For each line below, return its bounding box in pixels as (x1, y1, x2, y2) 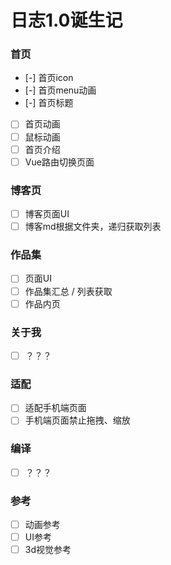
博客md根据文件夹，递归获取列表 (24, 221, 162, 233)
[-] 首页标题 (24, 97, 74, 109)
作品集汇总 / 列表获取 (24, 285, 113, 297)
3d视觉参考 (24, 544, 72, 556)
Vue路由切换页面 (24, 156, 95, 168)
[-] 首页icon (24, 72, 74, 84)
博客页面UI (24, 208, 70, 220)
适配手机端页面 (24, 402, 87, 414)
